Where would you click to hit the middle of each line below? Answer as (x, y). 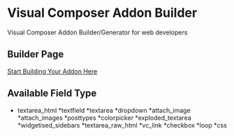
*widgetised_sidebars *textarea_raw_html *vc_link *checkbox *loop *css (122, 125)
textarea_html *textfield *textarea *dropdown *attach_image (104, 110)
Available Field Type (52, 94)
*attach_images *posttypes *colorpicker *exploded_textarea (104, 118)
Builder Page (36, 54)
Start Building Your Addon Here (52, 71)
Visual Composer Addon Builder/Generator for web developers (97, 32)
